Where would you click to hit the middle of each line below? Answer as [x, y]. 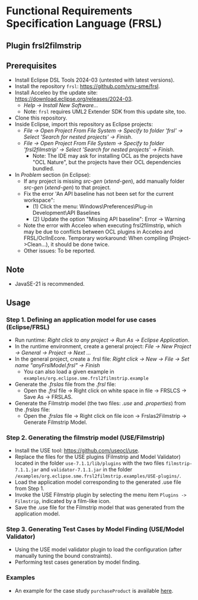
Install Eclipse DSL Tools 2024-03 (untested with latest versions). [95, 80]
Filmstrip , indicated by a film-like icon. [63, 501]
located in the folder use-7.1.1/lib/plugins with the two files [90, 463]
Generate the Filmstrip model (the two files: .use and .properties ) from [100, 403]
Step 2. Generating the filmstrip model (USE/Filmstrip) [85, 437]
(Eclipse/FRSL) [28, 327]
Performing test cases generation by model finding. [78, 562]
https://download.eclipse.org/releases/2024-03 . [74, 99]
